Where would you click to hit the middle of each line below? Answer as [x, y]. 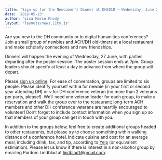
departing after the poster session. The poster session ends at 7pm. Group [79, 62]
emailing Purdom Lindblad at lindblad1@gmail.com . [56, 153]
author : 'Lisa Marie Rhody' [33, 18]
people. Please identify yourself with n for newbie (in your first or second [78, 87]
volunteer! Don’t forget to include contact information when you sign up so [79, 112]
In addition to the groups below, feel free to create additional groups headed [81, 127]
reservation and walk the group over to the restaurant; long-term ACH [74, 102]
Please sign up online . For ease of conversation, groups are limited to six [77, 81]
